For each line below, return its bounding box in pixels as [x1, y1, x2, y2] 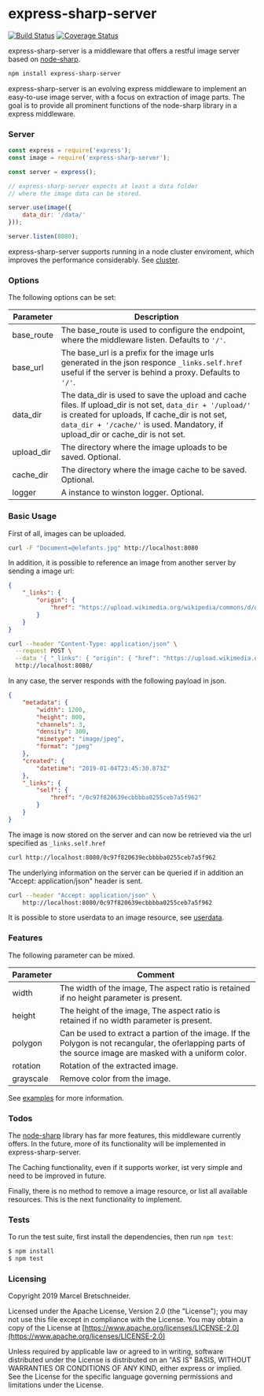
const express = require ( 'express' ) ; [8, 146, 132, 154]
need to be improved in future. [8, 1171, 107, 1181]
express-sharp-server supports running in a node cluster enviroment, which [8, 246, 255, 256]
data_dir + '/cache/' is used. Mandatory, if [60, 419, 224, 430]
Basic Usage [8, 511, 57, 522]
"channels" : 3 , [36, 720, 86, 728]
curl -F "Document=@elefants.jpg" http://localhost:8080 [8, 544, 199, 552]
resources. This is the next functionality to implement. [8, 1194, 182, 1205]
